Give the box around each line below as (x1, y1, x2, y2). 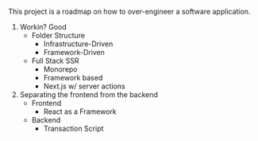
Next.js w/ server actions (43, 81, 125, 91)
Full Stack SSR (31, 56, 79, 65)
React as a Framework (43, 107, 117, 116)
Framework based (43, 73, 103, 82)
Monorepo (43, 65, 78, 74)
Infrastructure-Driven (43, 39, 114, 49)
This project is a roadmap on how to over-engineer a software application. (8, 7, 251, 16)
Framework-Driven (43, 48, 106, 57)
